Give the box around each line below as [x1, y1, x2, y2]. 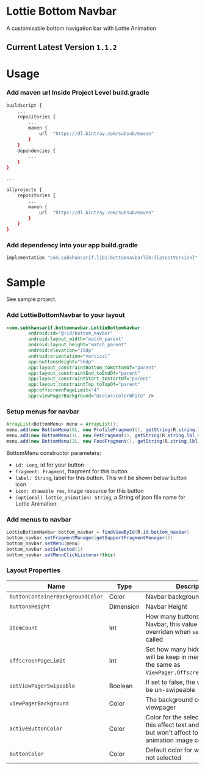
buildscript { [6, 102, 43, 108]
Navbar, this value [145, 620, 198, 628]
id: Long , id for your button [15, 461, 84, 468]
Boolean [109, 681, 133, 690]
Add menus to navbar [6, 515, 72, 523]
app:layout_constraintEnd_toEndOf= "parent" [28, 370, 140, 376]
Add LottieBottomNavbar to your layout [6, 311, 125, 319]
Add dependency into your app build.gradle [6, 241, 138, 250]
